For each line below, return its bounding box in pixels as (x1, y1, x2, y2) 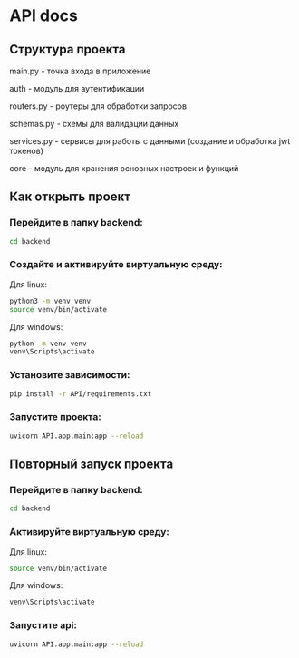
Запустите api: (9, 619, 77, 632)
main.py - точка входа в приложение (9, 65, 151, 76)
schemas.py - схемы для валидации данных (9, 119, 179, 129)
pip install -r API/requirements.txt (9, 389, 152, 399)
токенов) (9, 146, 43, 156)
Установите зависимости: (9, 369, 130, 382)
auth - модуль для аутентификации (9, 83, 145, 93)
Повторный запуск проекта (9, 457, 174, 472)
